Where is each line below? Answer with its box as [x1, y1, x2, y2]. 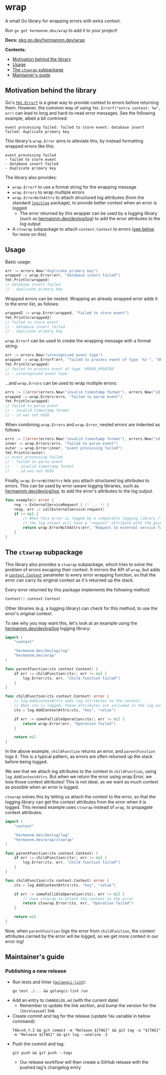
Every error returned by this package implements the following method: [5, 586, 151, 592]
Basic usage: [5, 259, 32, 265]
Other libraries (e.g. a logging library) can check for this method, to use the [5, 605, 158, 611]
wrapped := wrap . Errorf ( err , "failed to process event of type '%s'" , [5, 357, 154, 362]
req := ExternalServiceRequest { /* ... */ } [14, 502, 110, 507]
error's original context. [5, 610, 53, 616]
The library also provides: [5, 174, 57, 180]
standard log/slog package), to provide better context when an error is [12, 199, 157, 205]
